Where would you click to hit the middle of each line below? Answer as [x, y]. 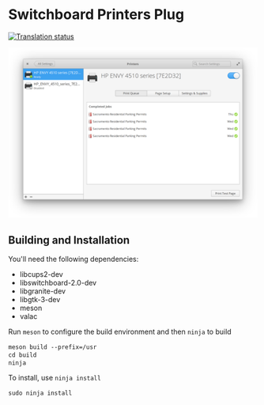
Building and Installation [69, 240]
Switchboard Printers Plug [96, 15]
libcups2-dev [41, 274]
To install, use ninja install [55, 378]
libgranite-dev [42, 291]
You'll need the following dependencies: [74, 259]
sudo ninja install [40, 393]
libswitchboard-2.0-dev [58, 283]
